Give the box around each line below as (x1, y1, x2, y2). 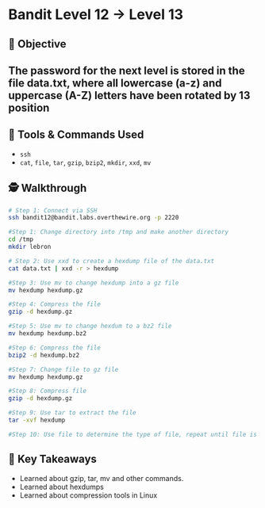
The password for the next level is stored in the (8, 63, 245, 77)
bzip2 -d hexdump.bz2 (8, 351, 80, 359)
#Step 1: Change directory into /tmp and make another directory (8, 228, 229, 236)
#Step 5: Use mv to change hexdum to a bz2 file (8, 323, 172, 330)
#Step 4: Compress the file (8, 300, 102, 308)
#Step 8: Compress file (8, 387, 87, 395)
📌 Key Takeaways (8, 453, 98, 466)
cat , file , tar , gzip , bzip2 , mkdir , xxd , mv (19, 157, 152, 167)
